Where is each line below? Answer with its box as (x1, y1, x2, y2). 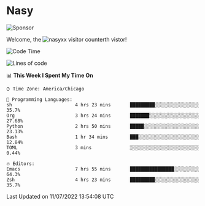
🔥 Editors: (6, 160, 35, 167)
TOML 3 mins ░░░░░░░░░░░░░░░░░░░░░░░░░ (6, 144, 199, 150)
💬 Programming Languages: (6, 96, 72, 103)
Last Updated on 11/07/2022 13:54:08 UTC (6, 193, 114, 200)
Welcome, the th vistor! (6, 35, 127, 43)
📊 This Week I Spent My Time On (6, 72, 93, 79)
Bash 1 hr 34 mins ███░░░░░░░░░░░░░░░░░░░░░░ (6, 134, 199, 140)
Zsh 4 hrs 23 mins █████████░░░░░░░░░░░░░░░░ (6, 177, 199, 183)
